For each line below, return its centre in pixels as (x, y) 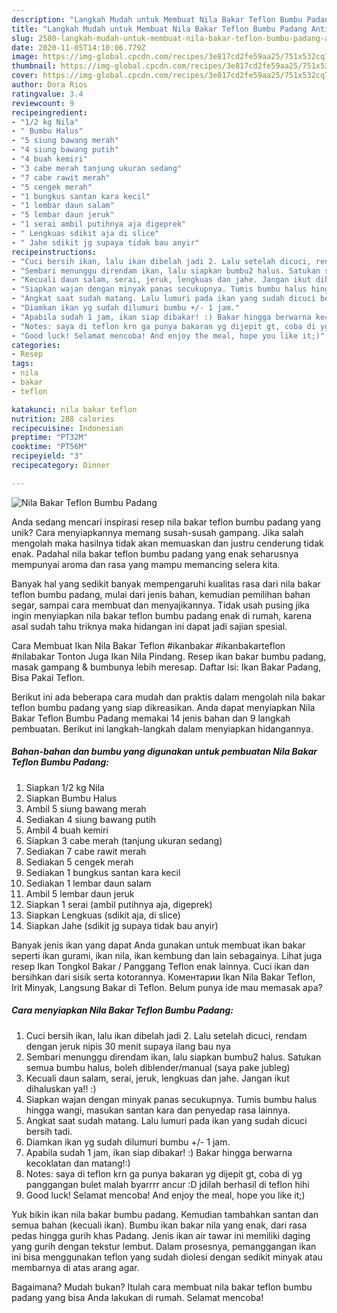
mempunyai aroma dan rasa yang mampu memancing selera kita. (146, 564)
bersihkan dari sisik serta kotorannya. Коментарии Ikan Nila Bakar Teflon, (163, 977)
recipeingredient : (49, 112)
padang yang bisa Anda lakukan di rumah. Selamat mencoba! (137, 1297)
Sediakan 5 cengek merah (79, 862)
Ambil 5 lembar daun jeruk (80, 893)
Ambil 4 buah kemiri (67, 830)
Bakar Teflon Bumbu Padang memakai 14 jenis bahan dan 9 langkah (151, 718)
